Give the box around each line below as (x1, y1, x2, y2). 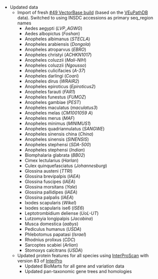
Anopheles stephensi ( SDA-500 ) (24, 142, 91, 147)
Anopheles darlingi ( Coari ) (24, 73, 79, 79)
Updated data (9, 4, 38, 10)
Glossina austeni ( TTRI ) (24, 168, 73, 174)
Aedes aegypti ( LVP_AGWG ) (24, 25, 83, 31)
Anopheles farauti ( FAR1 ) (24, 89, 76, 94)
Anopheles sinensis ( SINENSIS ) (24, 136, 89, 142)
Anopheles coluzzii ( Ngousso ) (24, 62, 87, 68)
